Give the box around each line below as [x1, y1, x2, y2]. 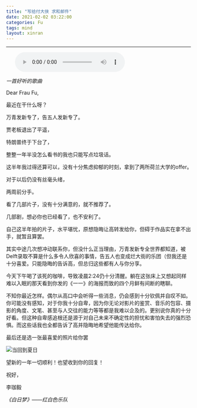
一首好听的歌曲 [6, 77, 42, 85]
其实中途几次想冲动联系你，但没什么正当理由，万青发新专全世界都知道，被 [6, 245, 186, 252]
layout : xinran [6, 30, 43, 36]
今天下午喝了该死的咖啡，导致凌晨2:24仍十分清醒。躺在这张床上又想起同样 [6, 273, 186, 280]
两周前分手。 [6, 188, 37, 196]
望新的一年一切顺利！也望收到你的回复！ [6, 359, 104, 366]
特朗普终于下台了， [6, 139, 53, 146]
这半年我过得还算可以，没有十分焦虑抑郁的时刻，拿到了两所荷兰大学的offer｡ [6, 163, 190, 170]
